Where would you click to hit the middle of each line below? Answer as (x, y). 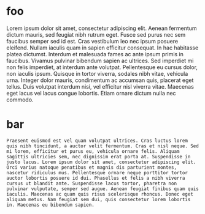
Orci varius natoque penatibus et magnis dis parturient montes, (91, 167)
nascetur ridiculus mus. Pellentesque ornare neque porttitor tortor (97, 172)
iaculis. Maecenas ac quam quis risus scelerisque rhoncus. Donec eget (100, 194)
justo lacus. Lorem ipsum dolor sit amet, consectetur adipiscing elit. (101, 162)
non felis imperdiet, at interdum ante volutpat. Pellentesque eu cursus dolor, (102, 67)
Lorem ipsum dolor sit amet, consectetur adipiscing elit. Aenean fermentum (102, 28)
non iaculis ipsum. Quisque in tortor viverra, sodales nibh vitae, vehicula (97, 73)
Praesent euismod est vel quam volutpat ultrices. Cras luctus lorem (97, 141)
